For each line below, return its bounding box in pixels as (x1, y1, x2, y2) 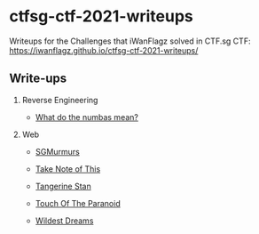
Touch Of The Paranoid (35, 198, 122, 208)
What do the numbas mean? (35, 111, 139, 122)
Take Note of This (35, 163, 101, 174)
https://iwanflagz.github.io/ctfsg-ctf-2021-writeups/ (9, 44, 199, 55)
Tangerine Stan (35, 181, 91, 191)
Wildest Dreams (35, 215, 94, 226)
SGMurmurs (35, 146, 80, 157)
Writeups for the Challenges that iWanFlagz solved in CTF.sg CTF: (9, 36, 251, 46)
